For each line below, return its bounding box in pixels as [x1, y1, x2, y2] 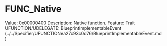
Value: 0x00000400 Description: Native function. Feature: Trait [5, 20, 135, 26]
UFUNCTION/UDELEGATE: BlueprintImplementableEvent [5, 25, 121, 31]
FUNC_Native [5, 3, 62, 15]
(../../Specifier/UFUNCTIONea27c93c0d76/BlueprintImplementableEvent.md [5, 30, 162, 36]
